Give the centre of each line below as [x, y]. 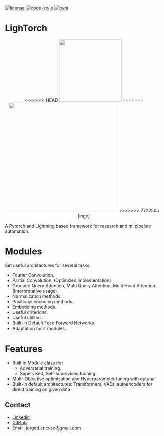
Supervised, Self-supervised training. [58, 373]
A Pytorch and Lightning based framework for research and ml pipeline [78, 226]
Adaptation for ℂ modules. [39, 328]
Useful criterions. [30, 312]
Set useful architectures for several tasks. [48, 265]
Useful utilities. [28, 317]
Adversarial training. [40, 368]
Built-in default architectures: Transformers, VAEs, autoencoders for [82, 384]
